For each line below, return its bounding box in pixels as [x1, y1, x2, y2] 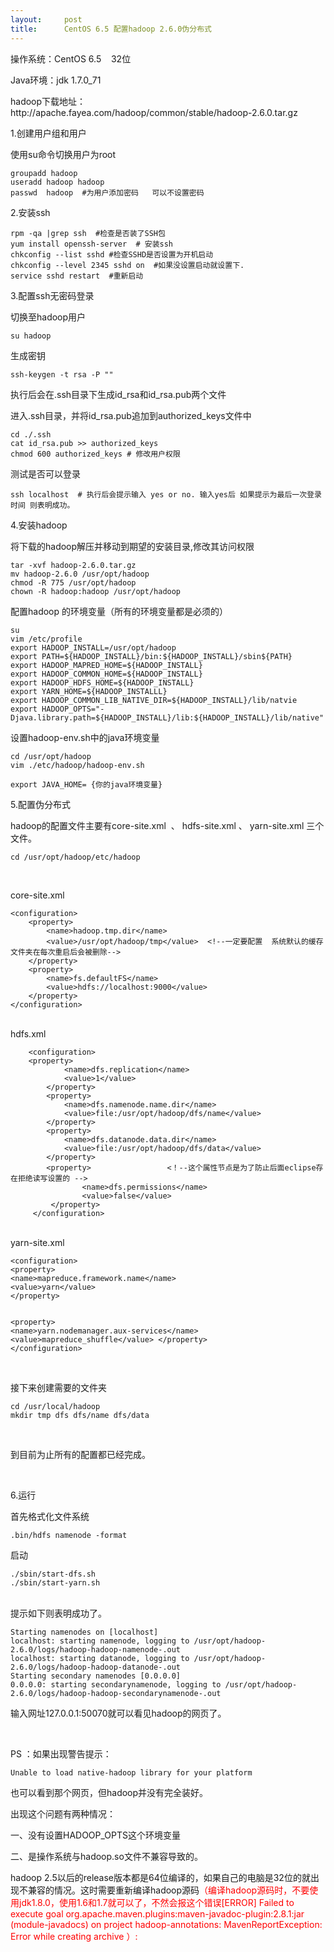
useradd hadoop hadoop [10, 177, 105, 187]
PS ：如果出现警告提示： [10, 1747, 112, 1760]
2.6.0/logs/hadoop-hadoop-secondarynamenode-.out [10, 1688, 222, 1698]
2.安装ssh [10, 206, 51, 218]
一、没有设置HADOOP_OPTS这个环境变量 [10, 1829, 182, 1841]
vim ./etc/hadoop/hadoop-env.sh [10, 760, 145, 770]
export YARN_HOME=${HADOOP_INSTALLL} [10, 686, 168, 696]
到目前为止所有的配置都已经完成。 [10, 1448, 151, 1460]
